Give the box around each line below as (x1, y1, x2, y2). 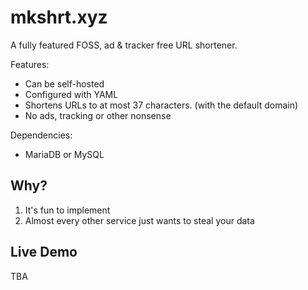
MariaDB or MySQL (24, 148, 105, 160)
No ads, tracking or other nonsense (24, 109, 172, 121)
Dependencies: (10, 129, 73, 141)
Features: (10, 58, 50, 70)
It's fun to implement (24, 204, 111, 216)
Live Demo (10, 244, 78, 261)
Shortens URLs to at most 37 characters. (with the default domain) (24, 99, 299, 111)
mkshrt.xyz (10, 6, 108, 29)
